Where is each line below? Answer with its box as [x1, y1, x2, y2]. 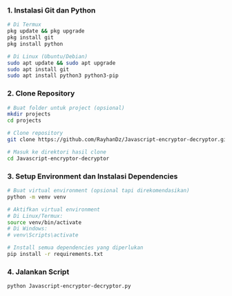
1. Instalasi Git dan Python [7, 6, 96, 15]
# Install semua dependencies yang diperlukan [7, 244, 144, 251]
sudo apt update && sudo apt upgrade [7, 59, 116, 66]
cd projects [7, 117, 41, 124]
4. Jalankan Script [7, 267, 70, 277]
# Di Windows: [7, 225, 48, 232]
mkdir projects [7, 111, 51, 118]
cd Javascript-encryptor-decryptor [7, 155, 110, 162]
